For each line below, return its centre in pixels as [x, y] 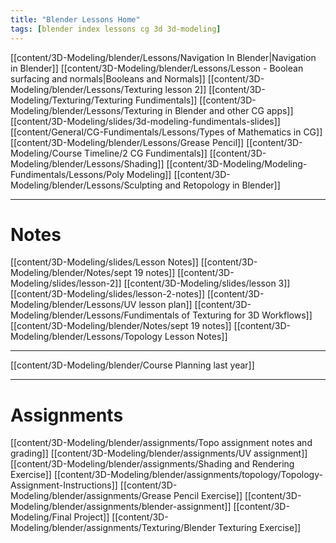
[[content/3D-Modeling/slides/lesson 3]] [207, 283]
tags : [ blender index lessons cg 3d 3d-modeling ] [116, 29]
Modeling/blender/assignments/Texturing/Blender [113, 528]
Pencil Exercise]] [208, 496]
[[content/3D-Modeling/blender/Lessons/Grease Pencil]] [127, 142]
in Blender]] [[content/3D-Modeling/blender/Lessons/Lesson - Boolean [157, 68]
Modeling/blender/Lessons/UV [73, 305]
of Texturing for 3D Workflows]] [247, 315]
